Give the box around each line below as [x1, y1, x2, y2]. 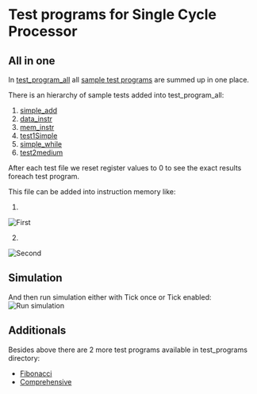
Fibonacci [19, 369, 52, 378]
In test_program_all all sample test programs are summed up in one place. [8, 75, 250, 84]
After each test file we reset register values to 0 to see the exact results [8, 163, 242, 172]
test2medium [19, 148, 63, 157]
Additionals [8, 323, 67, 338]
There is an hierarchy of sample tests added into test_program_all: [8, 90, 224, 100]
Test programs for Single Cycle [8, 6, 217, 24]
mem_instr [19, 123, 55, 132]
